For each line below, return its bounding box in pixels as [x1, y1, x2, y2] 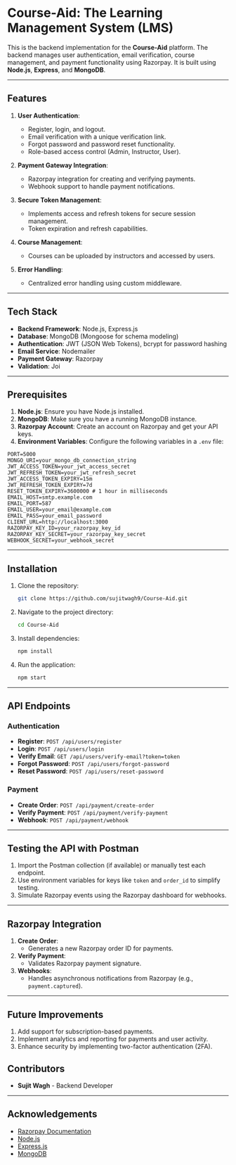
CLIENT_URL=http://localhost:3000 [7, 518, 109, 526]
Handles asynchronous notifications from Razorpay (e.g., [27, 974, 194, 983]
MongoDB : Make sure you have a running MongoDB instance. [17, 415, 197, 424]
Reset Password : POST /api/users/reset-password [17, 767, 164, 775]
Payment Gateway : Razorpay [17, 354, 103, 363]
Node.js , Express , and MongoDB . [7, 65, 106, 74]
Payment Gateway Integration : [17, 160, 109, 170]
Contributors [7, 1062, 65, 1074]
